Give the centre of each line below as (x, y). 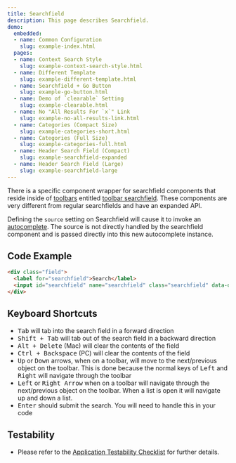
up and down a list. (45, 398)
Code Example (40, 256)
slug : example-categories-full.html (74, 145)
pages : (23, 53)
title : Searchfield (36, 14)
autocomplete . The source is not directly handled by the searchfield (105, 226)
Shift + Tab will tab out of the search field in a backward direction (117, 338)
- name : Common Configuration (58, 40)
